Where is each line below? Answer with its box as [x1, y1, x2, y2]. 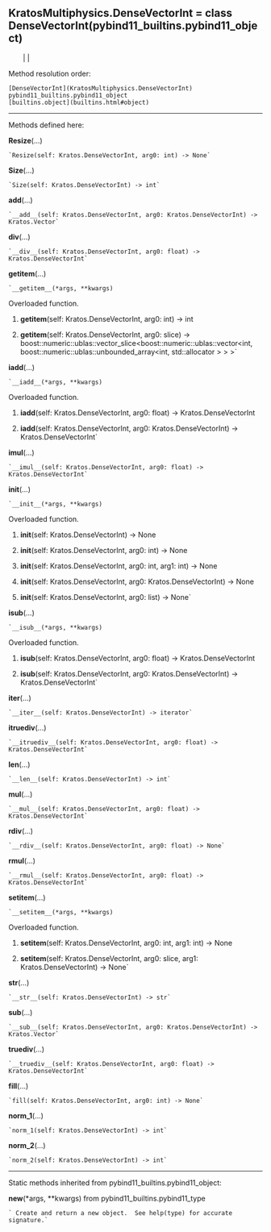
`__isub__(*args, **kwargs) [8, 623, 103, 631]
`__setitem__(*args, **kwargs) [8, 908, 114, 916]
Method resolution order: [8, 69, 91, 78]
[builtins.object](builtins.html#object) [8, 98, 150, 106]
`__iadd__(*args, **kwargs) [8, 378, 103, 386]
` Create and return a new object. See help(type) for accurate [8, 1209, 232, 1217]
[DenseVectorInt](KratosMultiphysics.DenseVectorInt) [8, 84, 194, 92]
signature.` [8, 1216, 48, 1224]
